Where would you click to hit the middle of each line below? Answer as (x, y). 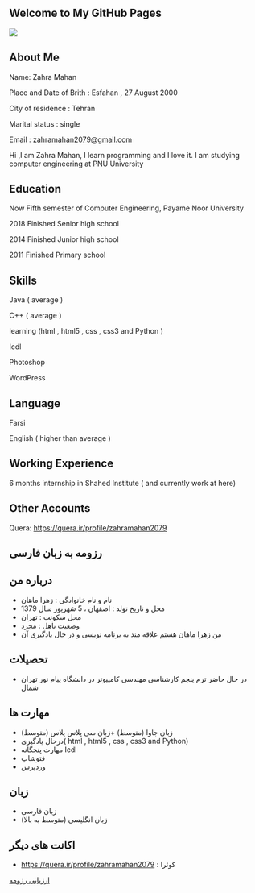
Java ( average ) (36, 300)
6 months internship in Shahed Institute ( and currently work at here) (123, 483)
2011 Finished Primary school (58, 255)
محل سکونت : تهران (51, 617)
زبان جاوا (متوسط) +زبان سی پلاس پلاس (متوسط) (97, 732)
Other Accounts (50, 508)
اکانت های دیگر (42, 845)
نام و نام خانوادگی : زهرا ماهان (66, 600)
